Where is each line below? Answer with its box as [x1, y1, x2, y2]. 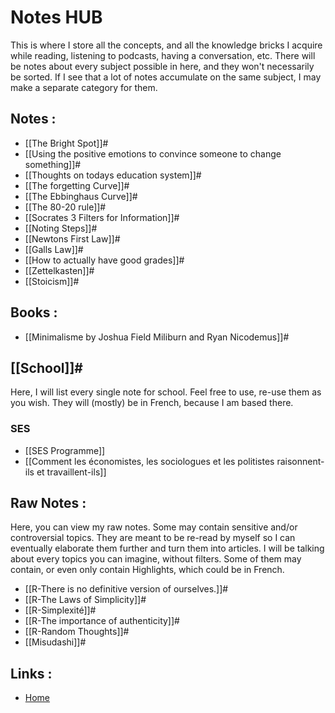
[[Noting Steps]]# [24, 222, 98, 234]
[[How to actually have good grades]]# [24, 254, 185, 266]
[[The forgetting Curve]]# [24, 179, 130, 191]
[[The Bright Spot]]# [24, 137, 109, 149]
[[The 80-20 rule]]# [24, 201, 107, 213]
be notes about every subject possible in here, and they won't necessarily [10, 60, 315, 72]
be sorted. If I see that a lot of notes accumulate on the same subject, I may [10, 71, 322, 83]
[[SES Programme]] [24, 444, 106, 456]
